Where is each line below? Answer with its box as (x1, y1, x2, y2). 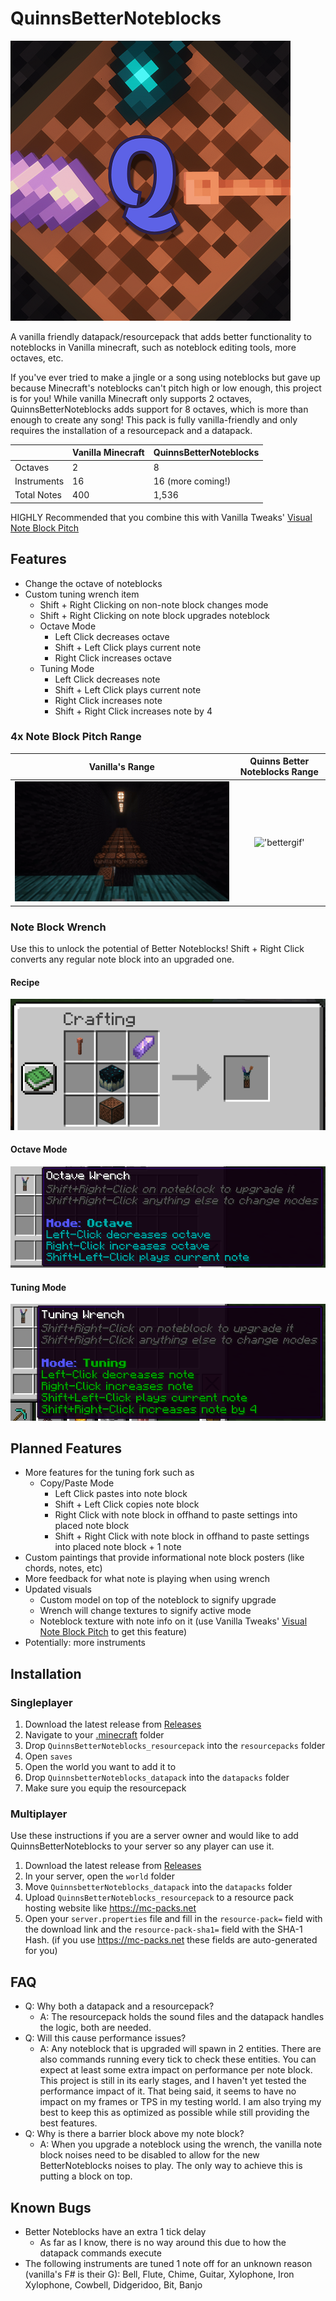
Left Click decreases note (54, 673, 161, 685)
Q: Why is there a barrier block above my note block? (24, 2128, 245, 2140)
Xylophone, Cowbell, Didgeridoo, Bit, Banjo (24, 2278, 203, 2291)
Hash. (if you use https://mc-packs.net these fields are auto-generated (24, 1934, 318, 1946)
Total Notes (14, 489, 62, 501)
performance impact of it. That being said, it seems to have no (39, 2085, 297, 2097)
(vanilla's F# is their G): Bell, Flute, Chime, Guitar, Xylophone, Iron (24, 2268, 295, 2280)
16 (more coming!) (153, 475, 232, 487)
